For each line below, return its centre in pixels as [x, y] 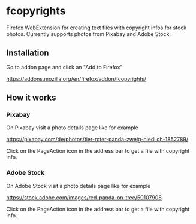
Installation [28, 53]
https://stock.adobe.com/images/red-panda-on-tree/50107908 [84, 197]
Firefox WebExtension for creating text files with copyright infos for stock [97, 28]
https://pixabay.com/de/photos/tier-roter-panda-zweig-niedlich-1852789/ [97, 140]
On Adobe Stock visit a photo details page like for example [79, 186]
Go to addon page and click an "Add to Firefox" [64, 67]
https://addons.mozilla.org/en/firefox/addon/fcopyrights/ [76, 78]
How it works [31, 98]
